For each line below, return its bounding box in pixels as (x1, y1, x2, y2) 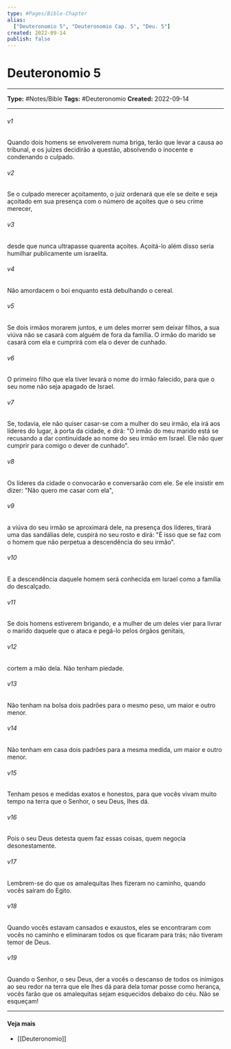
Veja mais (7, 1019, 36, 1028)
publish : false (7, 36, 51, 43)
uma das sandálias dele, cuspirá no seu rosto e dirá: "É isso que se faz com (7, 530, 221, 538)
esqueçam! (7, 997, 39, 1005)
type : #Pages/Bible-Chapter (7, 10, 88, 17)
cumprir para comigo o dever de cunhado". (7, 442, 129, 450)
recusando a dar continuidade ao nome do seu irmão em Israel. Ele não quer (7, 434, 224, 442)
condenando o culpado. (7, 153, 75, 161)
